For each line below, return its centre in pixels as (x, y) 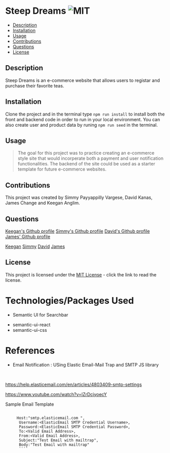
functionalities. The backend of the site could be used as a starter (87, 164)
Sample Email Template (30, 404)
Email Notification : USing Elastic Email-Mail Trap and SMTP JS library (86, 364)
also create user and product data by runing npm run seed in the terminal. (82, 125)
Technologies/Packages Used (70, 301)
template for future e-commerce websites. (62, 169)
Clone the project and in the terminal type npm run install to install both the (85, 114)
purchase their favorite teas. (35, 86)
